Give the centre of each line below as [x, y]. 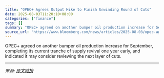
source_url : [17, 32]
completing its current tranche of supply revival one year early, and [73, 51]
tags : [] [14, 23]
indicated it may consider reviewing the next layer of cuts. [63, 56]
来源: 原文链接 [19, 70]
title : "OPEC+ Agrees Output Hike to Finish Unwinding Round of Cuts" [78, 9]
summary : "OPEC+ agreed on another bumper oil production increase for [79, 28]
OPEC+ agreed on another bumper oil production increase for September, [79, 46]
